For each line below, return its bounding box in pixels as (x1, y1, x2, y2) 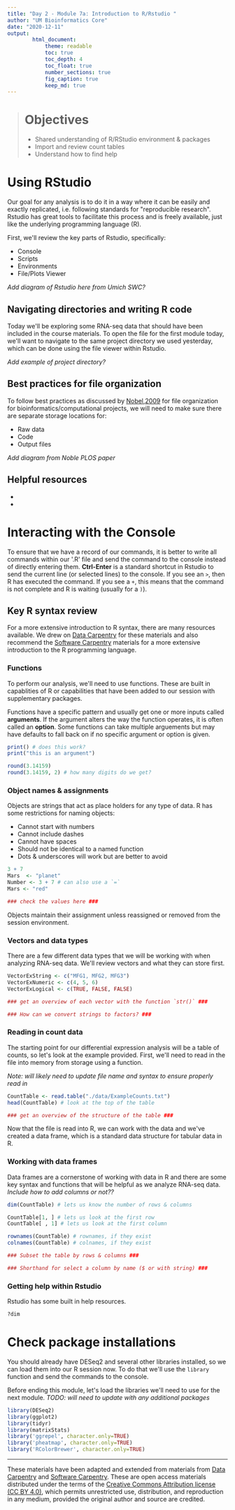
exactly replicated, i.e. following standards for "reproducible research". (7, 205, 211, 214)
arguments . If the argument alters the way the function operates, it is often (7, 715, 224, 723)
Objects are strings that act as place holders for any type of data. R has (7, 802, 213, 810)
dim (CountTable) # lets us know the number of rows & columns (7, 1201, 192, 1208)
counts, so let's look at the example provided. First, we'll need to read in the (7, 1051, 226, 1059)
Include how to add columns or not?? (7, 1187, 114, 1196)
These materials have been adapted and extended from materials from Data (7, 1465, 226, 1474)
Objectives (24, 112, 90, 128)
